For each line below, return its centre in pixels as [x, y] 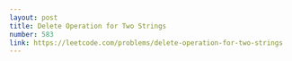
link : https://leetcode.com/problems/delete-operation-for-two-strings [146, 43]
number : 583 [31, 34]
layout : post [34, 17]
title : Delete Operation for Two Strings [88, 26]
